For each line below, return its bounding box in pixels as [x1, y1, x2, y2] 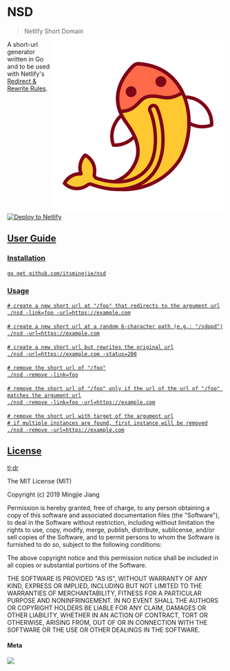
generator [7, 48, 36, 56]
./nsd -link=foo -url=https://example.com [7, 309, 131, 316]
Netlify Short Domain [23, 27, 84, 35]
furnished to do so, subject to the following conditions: [7, 540, 162, 548]
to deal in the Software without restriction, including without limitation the [7, 518, 215, 526]
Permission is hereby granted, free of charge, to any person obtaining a [7, 503, 210, 512]
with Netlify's [7, 70, 45, 78]
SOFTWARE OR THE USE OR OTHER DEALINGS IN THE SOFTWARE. [7, 625, 200, 634]
